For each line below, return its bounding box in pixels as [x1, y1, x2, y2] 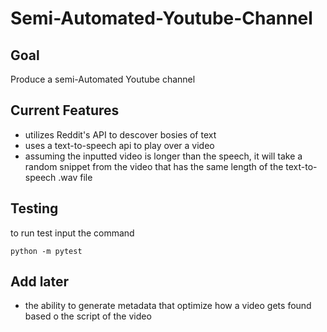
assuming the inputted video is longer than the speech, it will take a [24, 150, 303, 162]
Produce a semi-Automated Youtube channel [10, 73, 196, 85]
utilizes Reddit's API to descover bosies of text [24, 128, 217, 141]
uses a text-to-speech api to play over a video [24, 139, 215, 151]
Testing [10, 200, 59, 217]
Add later [10, 273, 70, 291]
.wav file [58, 171, 93, 183]
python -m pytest [10, 246, 83, 256]
